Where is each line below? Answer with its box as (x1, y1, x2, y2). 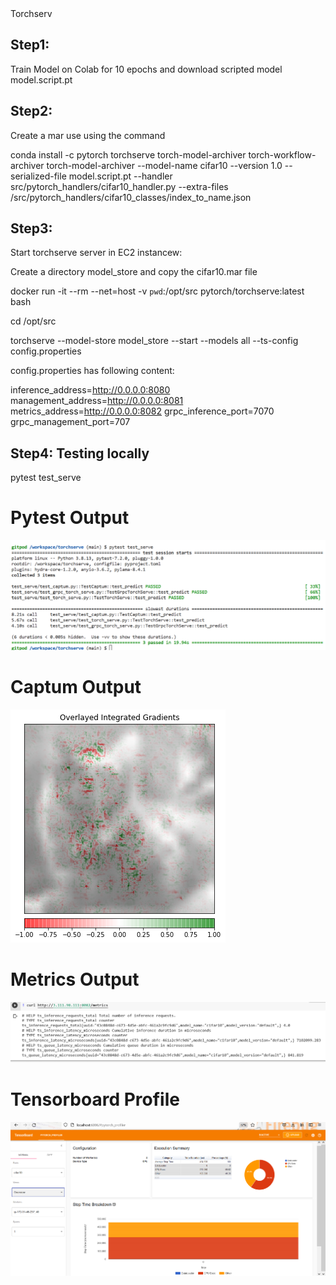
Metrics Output (10, 968, 140, 991)
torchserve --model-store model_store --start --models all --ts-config (10, 335, 299, 347)
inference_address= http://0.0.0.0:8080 (10, 384, 171, 396)
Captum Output (10, 676, 142, 699)
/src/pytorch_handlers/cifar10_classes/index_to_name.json (10, 191, 252, 203)
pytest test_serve (10, 472, 82, 484)
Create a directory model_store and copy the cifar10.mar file (10, 266, 258, 278)
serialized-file (10, 170, 67, 182)
